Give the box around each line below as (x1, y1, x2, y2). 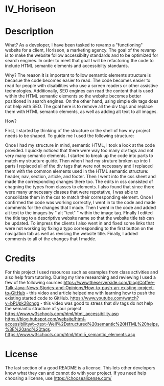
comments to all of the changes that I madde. (5, 236, 96, 242)
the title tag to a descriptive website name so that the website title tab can (5, 215, 154, 221)
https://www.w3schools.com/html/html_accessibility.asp (5, 311, 119, 317)
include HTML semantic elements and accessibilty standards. (5, 63, 129, 69)
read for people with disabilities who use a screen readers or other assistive (5, 83, 158, 89)
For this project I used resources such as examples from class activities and (5, 269, 158, 275)
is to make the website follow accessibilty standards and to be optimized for (5, 52, 159, 58)
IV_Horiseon (5, 3, 56, 15)
